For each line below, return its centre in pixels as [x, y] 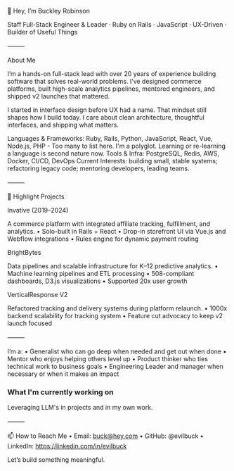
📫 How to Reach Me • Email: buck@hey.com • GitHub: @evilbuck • [105, 436]
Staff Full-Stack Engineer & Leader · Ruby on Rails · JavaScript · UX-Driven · [117, 24]
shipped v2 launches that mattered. [59, 96]
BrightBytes [24, 252]
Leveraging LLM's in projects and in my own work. [80, 408]
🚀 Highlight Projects [36, 196]
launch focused [30, 323]
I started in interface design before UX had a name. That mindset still [107, 110]
